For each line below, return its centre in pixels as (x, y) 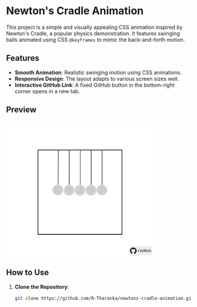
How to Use (28, 273)
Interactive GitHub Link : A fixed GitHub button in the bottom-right (94, 85)
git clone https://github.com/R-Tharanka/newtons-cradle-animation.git (104, 298)
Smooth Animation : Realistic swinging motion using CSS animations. (98, 72)
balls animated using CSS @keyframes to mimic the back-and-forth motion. (96, 39)
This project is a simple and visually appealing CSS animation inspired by (94, 27)
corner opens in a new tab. (47, 91)
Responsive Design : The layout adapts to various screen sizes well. (97, 78)
